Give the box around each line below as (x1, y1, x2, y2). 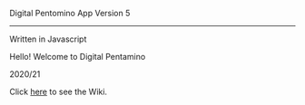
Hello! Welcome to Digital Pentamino (9, 52, 146, 62)
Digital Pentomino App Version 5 (9, 8, 131, 18)
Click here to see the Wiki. (9, 86, 107, 97)
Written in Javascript (9, 33, 87, 44)
